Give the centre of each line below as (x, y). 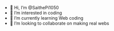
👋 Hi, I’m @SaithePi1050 (34, 8)
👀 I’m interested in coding (36, 13)
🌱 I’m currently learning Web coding (46, 18)
